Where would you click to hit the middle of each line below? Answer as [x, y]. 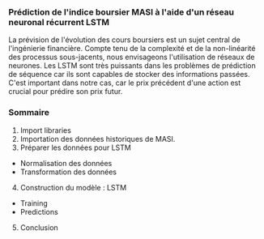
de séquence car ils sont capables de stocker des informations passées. [129, 75]
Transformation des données [68, 172]
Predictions [39, 211]
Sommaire [29, 113]
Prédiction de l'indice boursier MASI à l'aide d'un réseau [121, 12]
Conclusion [39, 227]
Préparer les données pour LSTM [75, 147]
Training [34, 203]
